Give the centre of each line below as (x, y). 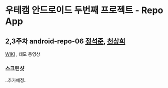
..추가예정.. (16, 80)
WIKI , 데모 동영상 (23, 54)
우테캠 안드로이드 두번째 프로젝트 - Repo (84, 10)
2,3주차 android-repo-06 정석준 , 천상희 (65, 41)
